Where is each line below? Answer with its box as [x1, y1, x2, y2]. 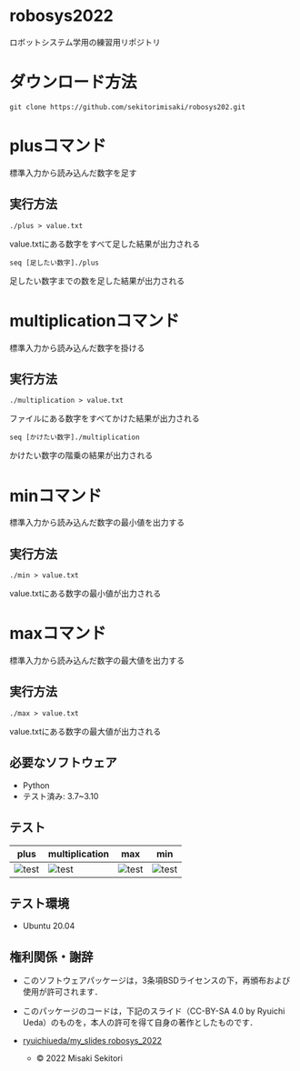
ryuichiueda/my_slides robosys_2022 [22, 1036, 162, 1046]
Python [22, 779, 50, 791]
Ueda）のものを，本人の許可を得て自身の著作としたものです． [22, 1017, 258, 1028]
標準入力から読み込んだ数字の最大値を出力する [9, 656, 185, 666]
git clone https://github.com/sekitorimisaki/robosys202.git [9, 102, 246, 112]
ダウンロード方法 [9, 72, 138, 93]
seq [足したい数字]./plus [9, 258, 100, 267]
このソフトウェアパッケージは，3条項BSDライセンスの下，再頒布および [22, 975, 291, 986]
